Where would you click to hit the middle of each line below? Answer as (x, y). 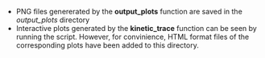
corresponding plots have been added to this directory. (107, 45)
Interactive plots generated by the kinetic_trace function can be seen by (137, 28)
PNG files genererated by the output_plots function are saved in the (129, 12)
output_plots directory (53, 20)
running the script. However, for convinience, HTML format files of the (132, 37)
